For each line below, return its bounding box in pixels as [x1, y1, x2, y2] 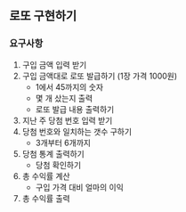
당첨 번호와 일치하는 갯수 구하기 [21, 126, 132, 136]
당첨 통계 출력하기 [21, 148, 85, 159]
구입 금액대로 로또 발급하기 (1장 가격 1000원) [21, 70, 178, 81]
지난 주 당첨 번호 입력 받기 [21, 115, 113, 126]
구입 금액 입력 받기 [21, 59, 87, 69]
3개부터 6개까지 [35, 137, 92, 148]
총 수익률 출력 [21, 192, 70, 203]
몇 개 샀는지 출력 [35, 93, 93, 103]
